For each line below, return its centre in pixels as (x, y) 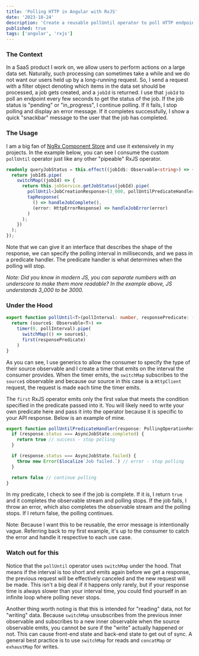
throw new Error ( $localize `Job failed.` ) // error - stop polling (100, 461)
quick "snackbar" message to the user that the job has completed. (87, 118)
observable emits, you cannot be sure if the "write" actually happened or (95, 628)
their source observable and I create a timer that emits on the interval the (95, 368)
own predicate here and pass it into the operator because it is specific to (95, 411)
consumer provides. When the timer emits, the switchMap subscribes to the (97, 375)
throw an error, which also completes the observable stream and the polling (98, 507)
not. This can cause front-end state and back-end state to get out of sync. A (99, 634)
